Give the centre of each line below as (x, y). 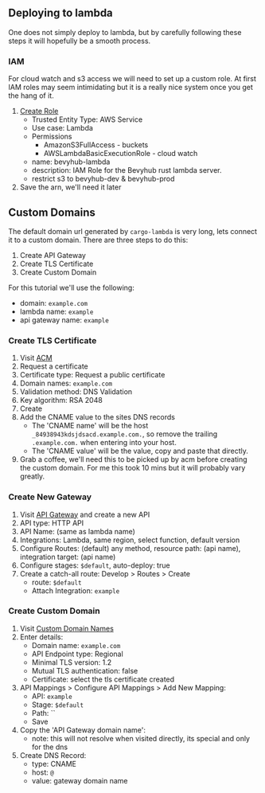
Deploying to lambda (60, 13)
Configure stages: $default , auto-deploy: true (95, 565)
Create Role (39, 111)
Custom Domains (52, 212)
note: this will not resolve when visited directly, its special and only (141, 738)
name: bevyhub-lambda (71, 162)
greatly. (32, 476)
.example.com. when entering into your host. (104, 443)
